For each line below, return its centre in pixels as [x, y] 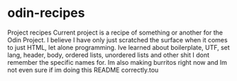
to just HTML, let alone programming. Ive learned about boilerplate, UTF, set [119, 47]
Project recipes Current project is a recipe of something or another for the [115, 32]
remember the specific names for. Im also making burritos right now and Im [117, 62]
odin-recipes [46, 13]
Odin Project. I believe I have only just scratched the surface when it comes [118, 39]
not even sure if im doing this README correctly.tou [83, 70]
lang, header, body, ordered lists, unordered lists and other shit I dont [109, 55]
